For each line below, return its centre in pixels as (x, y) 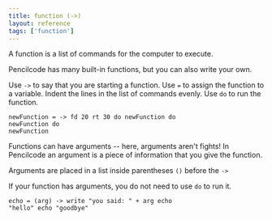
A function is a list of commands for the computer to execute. (111, 54)
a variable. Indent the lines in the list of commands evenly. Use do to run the (135, 94)
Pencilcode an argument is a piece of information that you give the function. (135, 155)
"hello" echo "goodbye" (49, 208)
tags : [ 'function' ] (41, 31)
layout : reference (39, 23)
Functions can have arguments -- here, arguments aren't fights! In (119, 146)
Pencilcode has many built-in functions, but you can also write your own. (130, 70)
